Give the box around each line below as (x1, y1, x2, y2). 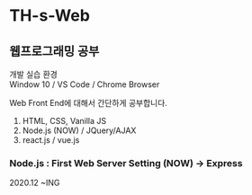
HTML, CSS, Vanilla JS (22, 116, 106, 126)
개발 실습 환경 (9, 69, 58, 79)
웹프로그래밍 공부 (9, 43, 100, 58)
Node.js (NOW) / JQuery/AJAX (22, 125, 137, 136)
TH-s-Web (9, 5, 90, 26)
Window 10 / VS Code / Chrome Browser (9, 79, 160, 90)
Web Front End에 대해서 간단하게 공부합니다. (9, 98, 168, 108)
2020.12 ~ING (9, 177, 60, 189)
